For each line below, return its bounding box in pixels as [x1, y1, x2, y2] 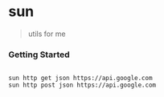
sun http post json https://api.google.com [8, 81, 157, 90]
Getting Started [8, 49, 70, 60]
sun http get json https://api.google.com [8, 75, 153, 83]
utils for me [27, 29, 66, 38]
